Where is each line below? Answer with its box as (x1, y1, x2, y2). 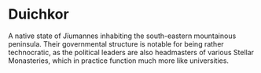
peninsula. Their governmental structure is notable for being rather (8, 39, 224, 48)
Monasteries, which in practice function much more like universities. (8, 56, 230, 65)
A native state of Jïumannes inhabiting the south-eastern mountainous (8, 31, 237, 40)
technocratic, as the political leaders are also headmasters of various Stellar (8, 47, 254, 57)
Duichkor (8, 5, 69, 23)
